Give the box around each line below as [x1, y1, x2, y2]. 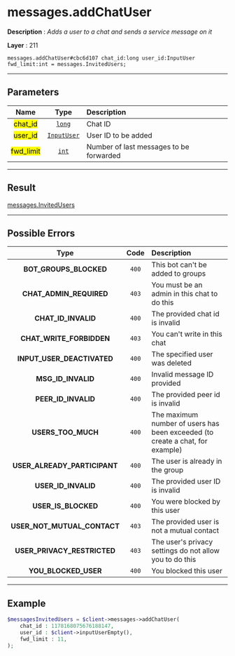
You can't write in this [151, 329, 222, 339]
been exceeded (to [151, 427, 214, 437]
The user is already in [151, 457, 222, 467]
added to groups [151, 269, 206, 279]
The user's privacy [151, 537, 213, 547]
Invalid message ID [151, 370, 214, 380]
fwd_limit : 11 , [20, 636, 68, 643]
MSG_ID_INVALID [36, 374, 95, 384]
